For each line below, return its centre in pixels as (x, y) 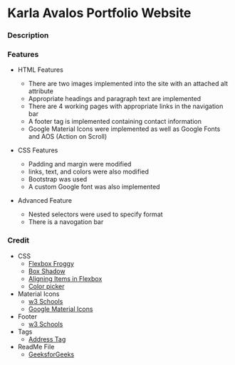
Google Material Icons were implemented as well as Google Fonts (124, 129)
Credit (19, 240)
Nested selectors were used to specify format (95, 214)
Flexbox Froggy (51, 263)
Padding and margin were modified (80, 164)
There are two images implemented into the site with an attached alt (128, 84)
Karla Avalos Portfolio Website (99, 13)
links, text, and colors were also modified (89, 171)
